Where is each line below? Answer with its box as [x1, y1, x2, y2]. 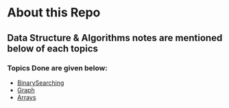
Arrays [16, 93, 36, 101]
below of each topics [7, 42, 98, 54]
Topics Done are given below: [7, 63, 108, 72]
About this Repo [7, 5, 101, 21]
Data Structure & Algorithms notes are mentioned [7, 32, 223, 44]
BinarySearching [16, 79, 64, 87]
